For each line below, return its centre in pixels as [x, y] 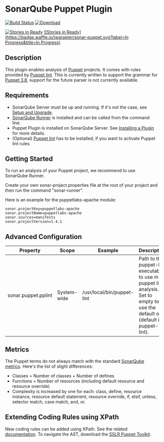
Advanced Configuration [43, 236]
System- [67, 292]
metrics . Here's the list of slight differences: [49, 366]
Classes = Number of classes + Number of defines [63, 376]
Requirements [27, 96]
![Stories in [55, 32]
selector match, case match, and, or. [49, 402]
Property [30, 250]
